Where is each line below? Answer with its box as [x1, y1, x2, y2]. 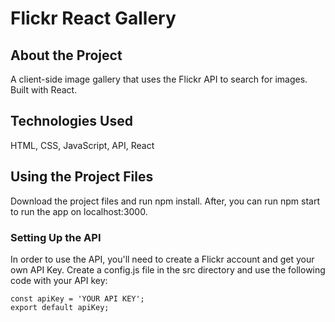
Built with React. [10, 84, 78, 96]
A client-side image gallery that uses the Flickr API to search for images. [10, 73, 308, 85]
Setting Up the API [10, 230, 102, 244]
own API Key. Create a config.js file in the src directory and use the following [10, 263, 326, 276]
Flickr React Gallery [10, 7, 177, 30]
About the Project [10, 47, 123, 64]
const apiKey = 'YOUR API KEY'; [10, 293, 145, 304]
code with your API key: [10, 274, 108, 286]
